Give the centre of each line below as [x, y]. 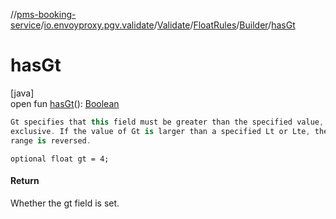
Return [25, 181]
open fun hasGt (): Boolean [65, 103]
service [26, 25]
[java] [22, 93]
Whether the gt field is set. [65, 203]
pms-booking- [46, 14]
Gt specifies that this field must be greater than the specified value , [167, 122]
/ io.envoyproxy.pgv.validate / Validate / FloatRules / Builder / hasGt [168, 25]
